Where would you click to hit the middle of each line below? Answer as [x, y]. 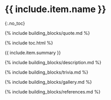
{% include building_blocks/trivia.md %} [47, 72]
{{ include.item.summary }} [33, 53]
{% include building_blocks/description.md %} [53, 62]
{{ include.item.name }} [55, 9]
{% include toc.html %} [29, 43]
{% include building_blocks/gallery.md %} [48, 82]
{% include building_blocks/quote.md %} [47, 33]
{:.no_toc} [15, 23]
